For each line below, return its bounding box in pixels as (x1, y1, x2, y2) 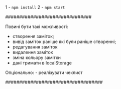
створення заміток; (12, 33, 54, 39)
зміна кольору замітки (12, 54, 61, 60)
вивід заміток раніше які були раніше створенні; (12, 38, 116, 44)
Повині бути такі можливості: (5, 23, 69, 29)
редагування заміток (12, 44, 58, 49)
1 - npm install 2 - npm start (5, 4, 65, 10)
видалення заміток (12, 49, 54, 55)
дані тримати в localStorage (12, 60, 72, 65)
